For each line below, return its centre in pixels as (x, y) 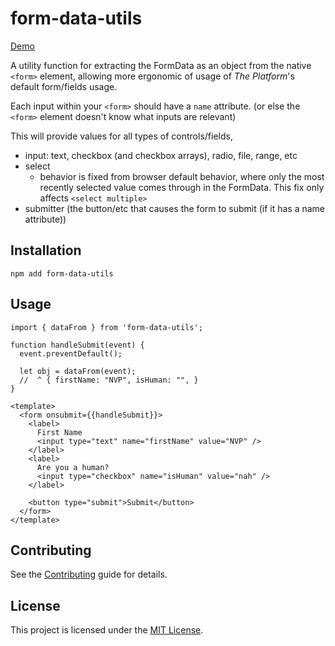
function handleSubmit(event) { (77, 345)
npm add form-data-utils (62, 273)
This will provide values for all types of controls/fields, (121, 136)
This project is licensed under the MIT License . (107, 630)
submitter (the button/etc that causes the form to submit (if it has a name (175, 208)
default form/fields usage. (64, 86)
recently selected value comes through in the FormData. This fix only (182, 187)
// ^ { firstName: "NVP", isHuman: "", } (109, 380)
